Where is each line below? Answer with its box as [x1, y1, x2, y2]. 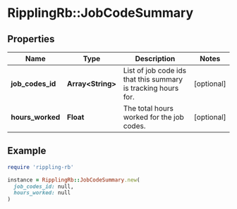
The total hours [123, 103, 174, 113]
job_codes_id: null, [13, 183, 74, 190]
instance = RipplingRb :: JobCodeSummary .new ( [7, 176, 140, 184]
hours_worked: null [13, 189, 71, 196]
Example [7, 145, 47, 157]
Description [135, 54, 176, 63]
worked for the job [123, 113, 185, 122]
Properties [7, 33, 55, 45]
